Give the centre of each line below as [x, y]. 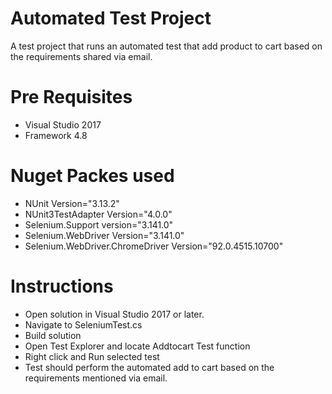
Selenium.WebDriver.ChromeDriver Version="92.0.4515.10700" [154, 246]
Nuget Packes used [92, 176]
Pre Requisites [71, 97]
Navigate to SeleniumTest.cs [83, 324]
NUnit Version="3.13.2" [72, 203]
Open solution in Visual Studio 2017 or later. [114, 314]
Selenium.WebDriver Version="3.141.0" [104, 235]
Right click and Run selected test [92, 356]
